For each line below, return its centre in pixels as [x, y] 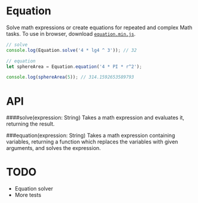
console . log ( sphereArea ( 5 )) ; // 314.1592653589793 [70, 77]
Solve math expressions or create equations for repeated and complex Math [99, 27]
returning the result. [31, 124]
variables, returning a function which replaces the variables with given [92, 142]
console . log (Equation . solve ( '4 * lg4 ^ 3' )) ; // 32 [71, 50]
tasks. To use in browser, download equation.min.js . [71, 33]
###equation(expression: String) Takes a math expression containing [91, 136]
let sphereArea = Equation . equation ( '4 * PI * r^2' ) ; [74, 67]
